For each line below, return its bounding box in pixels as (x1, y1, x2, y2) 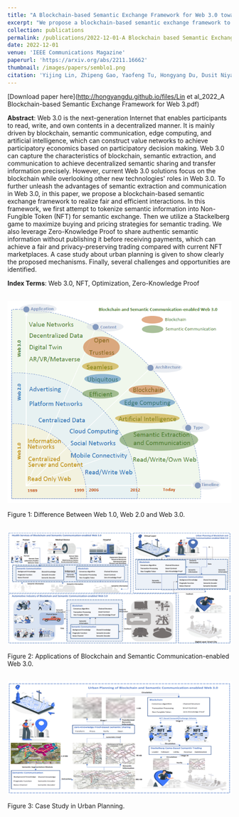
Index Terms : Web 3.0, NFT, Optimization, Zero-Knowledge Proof (7, 279, 200, 287)
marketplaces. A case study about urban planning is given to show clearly (7, 250, 224, 258)
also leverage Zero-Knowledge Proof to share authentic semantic (7, 227, 199, 235)
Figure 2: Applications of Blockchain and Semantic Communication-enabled (7, 652, 230, 660)
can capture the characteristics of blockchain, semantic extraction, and (7, 151, 216, 160)
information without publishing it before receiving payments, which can (7, 235, 216, 243)
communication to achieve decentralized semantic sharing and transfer (7, 159, 216, 168)
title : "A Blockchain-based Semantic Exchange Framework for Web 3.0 (7, 11, 218, 19)
